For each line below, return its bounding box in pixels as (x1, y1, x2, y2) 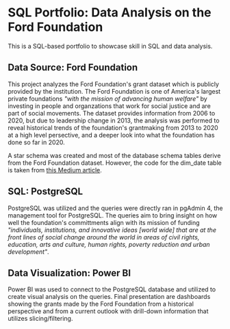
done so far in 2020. (8, 138, 66, 146)
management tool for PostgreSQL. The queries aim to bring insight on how (8, 211, 218, 220)
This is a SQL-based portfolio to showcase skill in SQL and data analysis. (8, 42, 213, 50)
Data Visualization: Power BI (8, 267, 131, 278)
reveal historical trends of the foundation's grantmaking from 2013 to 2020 (8, 123, 218, 131)
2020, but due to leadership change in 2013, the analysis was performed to (8, 116, 220, 124)
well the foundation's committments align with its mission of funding (8, 218, 201, 226)
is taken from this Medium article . (8, 166, 102, 174)
